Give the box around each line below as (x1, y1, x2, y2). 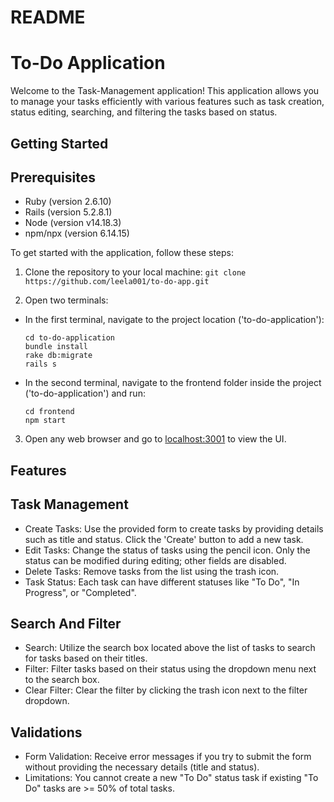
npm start (24, 416, 67, 426)
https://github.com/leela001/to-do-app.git (24, 277, 210, 287)
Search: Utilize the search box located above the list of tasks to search (24, 642, 316, 654)
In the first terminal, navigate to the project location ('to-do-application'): (24, 314, 325, 326)
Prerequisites (10, 169, 96, 186)
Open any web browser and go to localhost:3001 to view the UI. (24, 433, 287, 445)
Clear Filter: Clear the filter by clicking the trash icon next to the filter (24, 684, 308, 696)
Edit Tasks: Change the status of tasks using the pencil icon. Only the (24, 544, 311, 556)
